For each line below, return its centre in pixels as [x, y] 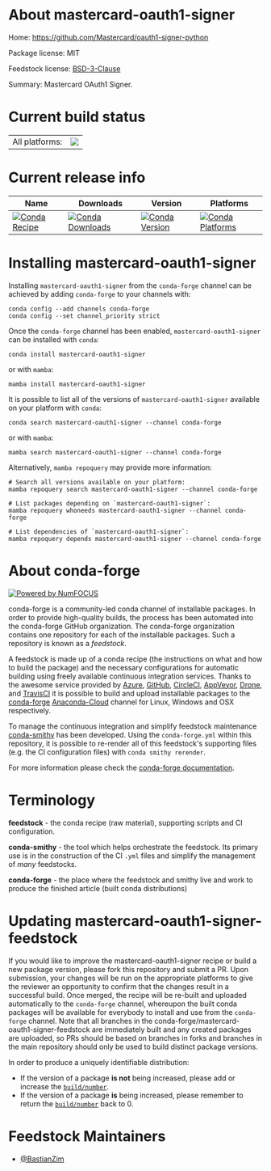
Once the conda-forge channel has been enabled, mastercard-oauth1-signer [135, 331]
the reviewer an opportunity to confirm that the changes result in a [119, 986]
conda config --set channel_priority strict [84, 316]
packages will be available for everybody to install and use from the [121, 1012]
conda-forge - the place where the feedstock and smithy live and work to [131, 880]
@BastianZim [42, 1159]
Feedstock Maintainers [87, 1136]
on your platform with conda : [55, 408]
